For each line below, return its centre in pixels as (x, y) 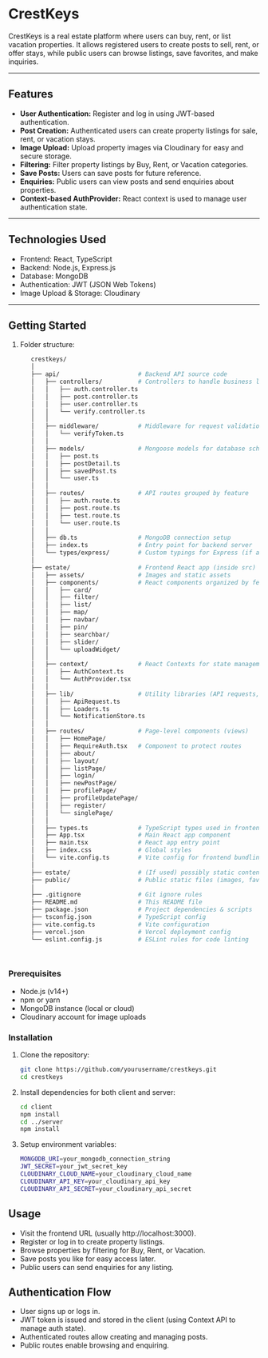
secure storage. (45, 156)
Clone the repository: (55, 1055)
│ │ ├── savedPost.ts (74, 471)
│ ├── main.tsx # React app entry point (126, 843)
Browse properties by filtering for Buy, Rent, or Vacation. (112, 1250)
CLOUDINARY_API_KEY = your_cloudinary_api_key (95, 1181)
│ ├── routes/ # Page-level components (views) (140, 731)
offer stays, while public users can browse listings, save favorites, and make (133, 53)
